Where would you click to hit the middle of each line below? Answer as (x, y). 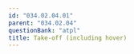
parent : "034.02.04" (43, 23)
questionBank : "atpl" (45, 30)
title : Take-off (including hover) (68, 38)
